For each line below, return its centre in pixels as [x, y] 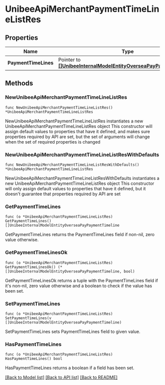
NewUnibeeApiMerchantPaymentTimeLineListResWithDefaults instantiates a [82, 178]
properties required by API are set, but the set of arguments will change [78, 137]
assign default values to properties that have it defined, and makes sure [78, 131]
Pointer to [69, 60]
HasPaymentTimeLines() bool [34, 359]
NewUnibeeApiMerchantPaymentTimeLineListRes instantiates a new [74, 121]
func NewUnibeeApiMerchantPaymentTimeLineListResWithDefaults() [72, 165]
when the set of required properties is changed [53, 142]
